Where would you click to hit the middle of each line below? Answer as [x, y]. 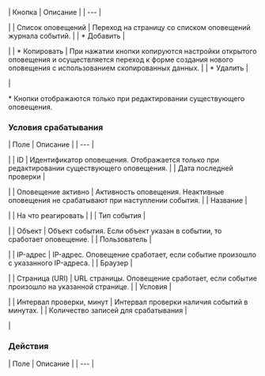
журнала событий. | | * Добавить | [66, 36]
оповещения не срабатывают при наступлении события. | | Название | [128, 201]
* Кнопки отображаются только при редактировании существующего [127, 98]
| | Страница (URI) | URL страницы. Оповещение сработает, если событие [132, 278]
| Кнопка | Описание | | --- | [55, 12]
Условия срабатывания [56, 127]
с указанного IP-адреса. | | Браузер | [70, 263]
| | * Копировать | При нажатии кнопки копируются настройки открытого [132, 51]
